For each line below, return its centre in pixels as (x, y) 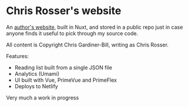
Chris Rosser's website (64, 11)
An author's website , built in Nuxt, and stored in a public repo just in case (95, 27)
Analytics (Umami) (37, 73)
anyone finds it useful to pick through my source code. (72, 33)
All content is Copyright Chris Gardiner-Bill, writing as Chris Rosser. (87, 45)
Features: (18, 56)
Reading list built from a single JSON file (63, 67)
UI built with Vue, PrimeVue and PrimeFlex (66, 80)
